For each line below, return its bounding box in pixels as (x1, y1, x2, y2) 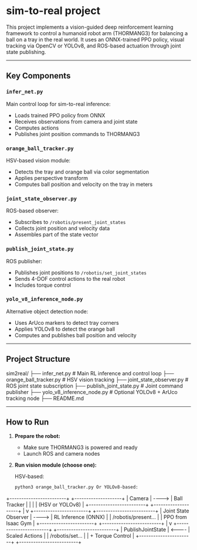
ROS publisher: (6, 257, 42, 264)
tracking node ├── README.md (6, 395, 84, 402)
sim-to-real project (6, 4, 101, 18)
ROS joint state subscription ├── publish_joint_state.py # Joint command (6, 382, 183, 389)
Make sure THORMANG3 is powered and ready (23, 444, 138, 451)
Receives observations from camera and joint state (14, 118, 138, 125)
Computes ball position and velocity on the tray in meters (14, 181, 153, 188)
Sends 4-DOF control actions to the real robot (14, 275, 125, 282)
